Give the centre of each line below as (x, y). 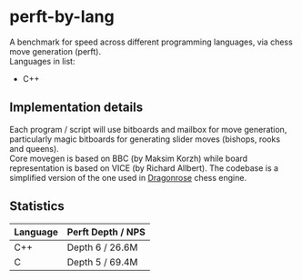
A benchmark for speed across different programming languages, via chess (151, 42)
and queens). (34, 148)
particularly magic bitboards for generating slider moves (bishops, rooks (145, 139)
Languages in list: (42, 61)
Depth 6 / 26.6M (102, 247)
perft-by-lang (62, 17)
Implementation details (76, 108)
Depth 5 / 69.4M (102, 262)
